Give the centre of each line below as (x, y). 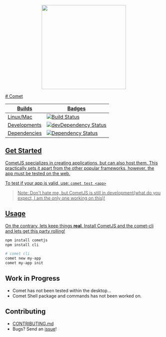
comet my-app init (24, 263)
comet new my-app (23, 258)
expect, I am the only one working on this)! (61, 198)
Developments (25, 125)
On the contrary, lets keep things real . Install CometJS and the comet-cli (79, 226)
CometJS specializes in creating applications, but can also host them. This (82, 163)
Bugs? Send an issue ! (34, 329)
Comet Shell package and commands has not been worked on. (77, 296)
